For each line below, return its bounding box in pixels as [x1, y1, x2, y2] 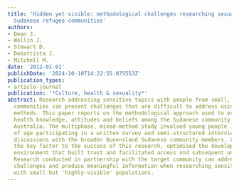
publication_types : [7, 76, 65, 84]
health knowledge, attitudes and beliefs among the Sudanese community [14, 116, 231, 123]
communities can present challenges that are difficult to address [14, 103, 218, 110]
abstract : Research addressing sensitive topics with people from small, [7, 97, 231, 104]
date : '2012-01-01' [7, 63, 65, 70]
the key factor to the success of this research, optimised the [14, 143, 208, 150]
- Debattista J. [7, 50, 55, 58]
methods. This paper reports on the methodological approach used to [14, 109, 224, 117]
